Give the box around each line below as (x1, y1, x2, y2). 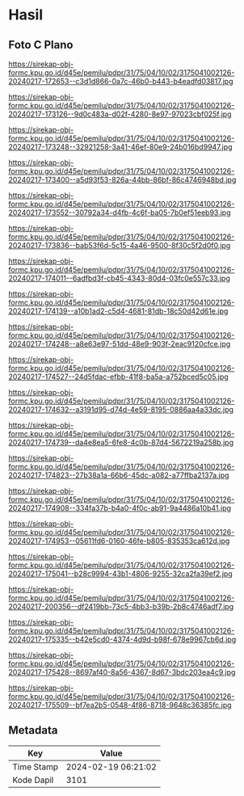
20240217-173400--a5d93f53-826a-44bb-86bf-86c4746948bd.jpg (8, 175, 237, 184)
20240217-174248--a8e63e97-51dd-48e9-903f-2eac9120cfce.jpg (8, 339, 231, 348)
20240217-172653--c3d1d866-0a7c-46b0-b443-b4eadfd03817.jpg (8, 77, 233, 86)
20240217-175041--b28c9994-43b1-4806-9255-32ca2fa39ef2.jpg (8, 569, 233, 579)
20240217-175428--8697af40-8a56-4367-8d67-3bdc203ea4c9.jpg (8, 668, 236, 676)
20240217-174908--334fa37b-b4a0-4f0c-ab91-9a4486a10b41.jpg (8, 503, 232, 512)
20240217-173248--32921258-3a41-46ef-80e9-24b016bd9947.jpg (8, 142, 233, 151)
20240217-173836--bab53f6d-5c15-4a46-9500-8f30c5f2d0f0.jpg (8, 241, 231, 250)
